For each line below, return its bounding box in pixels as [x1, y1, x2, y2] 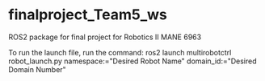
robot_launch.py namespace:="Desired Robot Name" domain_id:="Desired [8, 56, 257, 66]
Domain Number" [8, 64, 66, 74]
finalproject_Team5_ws [8, 6, 168, 24]
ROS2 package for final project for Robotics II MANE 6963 [8, 32, 202, 42]
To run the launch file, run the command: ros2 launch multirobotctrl [8, 47, 232, 57]
